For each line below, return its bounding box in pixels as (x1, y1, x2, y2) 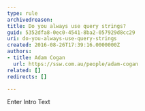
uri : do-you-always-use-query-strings (7, 35, 117, 42)
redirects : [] (7, 73, 48, 80)
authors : (7, 48, 32, 55)
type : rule (7, 10, 38, 17)
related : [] (7, 67, 41, 74)
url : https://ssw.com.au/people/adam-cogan (13, 61, 138, 67)
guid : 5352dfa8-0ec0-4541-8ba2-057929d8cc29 (7, 29, 135, 36)
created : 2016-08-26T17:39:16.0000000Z (7, 42, 120, 48)
